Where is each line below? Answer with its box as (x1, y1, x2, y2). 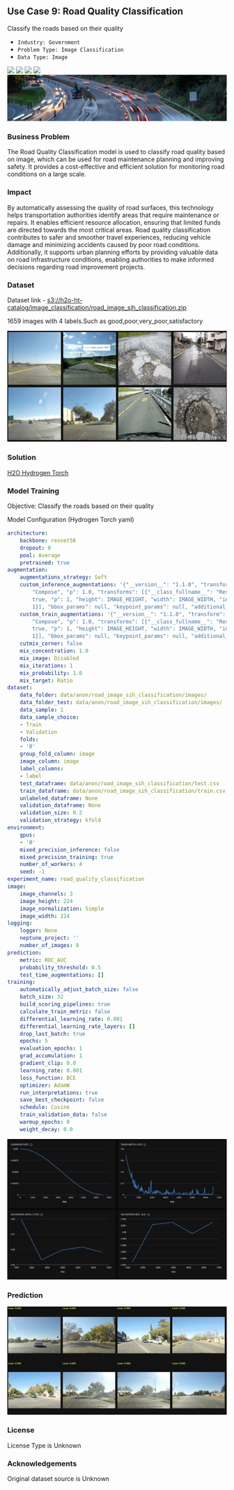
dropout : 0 (19, 544, 52, 551)
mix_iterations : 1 (19, 662, 73, 669)
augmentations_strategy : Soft (19, 574, 108, 581)
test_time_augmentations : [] (19, 971, 104, 978)
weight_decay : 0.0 (19, 1126, 73, 1133)
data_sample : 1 (19, 706, 64, 714)
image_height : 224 (19, 897, 73, 904)
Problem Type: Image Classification (17, 46, 124, 53)
